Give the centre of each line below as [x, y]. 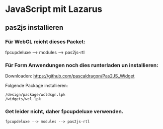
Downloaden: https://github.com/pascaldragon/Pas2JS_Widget [70, 76]
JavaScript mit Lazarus [54, 9]
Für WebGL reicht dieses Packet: [45, 42]
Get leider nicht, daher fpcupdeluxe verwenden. [64, 112]
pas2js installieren [34, 28]
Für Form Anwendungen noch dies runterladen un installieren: [82, 65]
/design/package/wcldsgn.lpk [35, 95]
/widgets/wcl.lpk [23, 99]
